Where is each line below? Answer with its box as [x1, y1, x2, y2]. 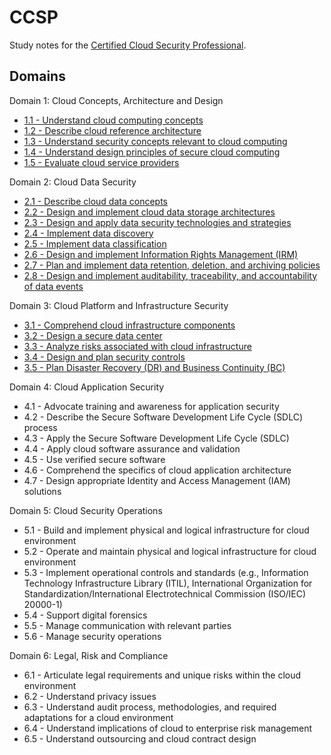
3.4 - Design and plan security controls [23, 351, 186, 363]
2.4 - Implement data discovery [23, 227, 154, 239]
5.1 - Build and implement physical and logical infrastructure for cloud [23, 524, 310, 536]
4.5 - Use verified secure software [23, 453, 166, 465]
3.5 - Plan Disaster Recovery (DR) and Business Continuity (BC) [23, 361, 286, 373]
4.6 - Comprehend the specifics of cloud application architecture [23, 464, 292, 476]
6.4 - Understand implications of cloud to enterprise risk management [23, 722, 313, 734]
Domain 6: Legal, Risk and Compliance [9, 649, 169, 661]
